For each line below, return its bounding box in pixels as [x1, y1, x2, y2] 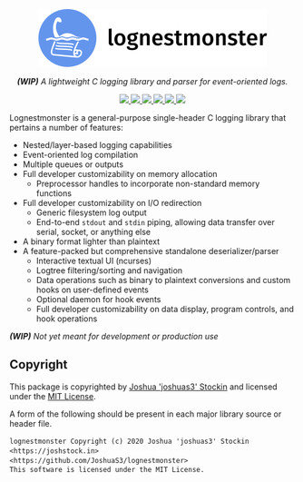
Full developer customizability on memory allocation [22, 169, 218, 179]
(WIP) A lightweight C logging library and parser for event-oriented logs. [16, 76, 288, 86]
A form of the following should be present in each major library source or [9, 408, 282, 419]
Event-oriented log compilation [22, 150, 139, 160]
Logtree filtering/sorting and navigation [35, 265, 183, 276]
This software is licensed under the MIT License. [9, 466, 205, 475]
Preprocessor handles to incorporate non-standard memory [35, 178, 260, 189]
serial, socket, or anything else [35, 227, 151, 237]
